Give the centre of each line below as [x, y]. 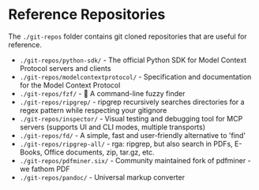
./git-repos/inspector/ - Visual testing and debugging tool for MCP [131, 118]
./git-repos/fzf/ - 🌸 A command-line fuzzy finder [102, 93]
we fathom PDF [45, 169]
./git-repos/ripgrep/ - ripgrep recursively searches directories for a [132, 102]
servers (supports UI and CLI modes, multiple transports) [113, 127]
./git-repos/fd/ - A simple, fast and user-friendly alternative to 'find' [133, 135]
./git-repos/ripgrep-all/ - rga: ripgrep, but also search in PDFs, [126, 143]
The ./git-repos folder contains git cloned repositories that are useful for [128, 36]
